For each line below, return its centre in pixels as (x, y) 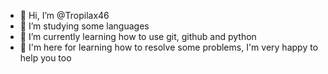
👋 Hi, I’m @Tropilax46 (64, 15)
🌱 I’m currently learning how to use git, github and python (138, 36)
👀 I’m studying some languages (84, 26)
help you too (45, 58)
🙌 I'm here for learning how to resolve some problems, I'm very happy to (169, 47)
